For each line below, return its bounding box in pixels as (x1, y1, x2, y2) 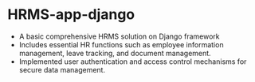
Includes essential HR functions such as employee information (18, 39, 224, 49)
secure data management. (18, 65, 105, 74)
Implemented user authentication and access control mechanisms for (18, 57, 247, 66)
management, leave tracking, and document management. (18, 48, 212, 58)
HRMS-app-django (7, 6, 135, 24)
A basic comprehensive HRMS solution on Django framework (18, 32, 220, 41)
